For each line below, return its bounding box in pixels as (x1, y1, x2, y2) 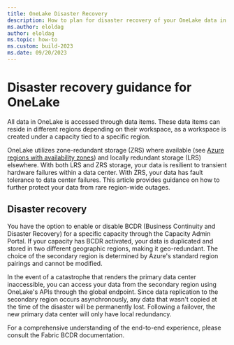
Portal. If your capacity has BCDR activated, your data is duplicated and (7, 237, 214, 245)
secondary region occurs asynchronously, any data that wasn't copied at (7, 295, 218, 303)
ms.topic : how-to (7, 36, 58, 43)
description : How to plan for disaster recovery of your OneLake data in (7, 17, 227, 24)
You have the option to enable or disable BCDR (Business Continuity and (7, 222, 216, 230)
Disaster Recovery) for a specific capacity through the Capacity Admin (7, 229, 211, 238)
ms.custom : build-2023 (7, 43, 73, 50)
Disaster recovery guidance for (7, 80, 192, 95)
